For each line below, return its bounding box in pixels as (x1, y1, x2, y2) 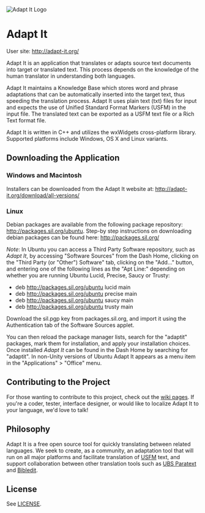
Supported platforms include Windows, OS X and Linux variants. (6, 135, 168, 142)
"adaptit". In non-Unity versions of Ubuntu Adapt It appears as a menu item (6, 353, 196, 360)
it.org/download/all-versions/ (6, 192, 80, 199)
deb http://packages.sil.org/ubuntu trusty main (15, 303, 133, 310)
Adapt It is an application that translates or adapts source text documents (6, 59, 192, 67)
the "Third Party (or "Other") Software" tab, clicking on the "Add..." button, (6, 258, 194, 266)
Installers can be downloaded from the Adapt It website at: (6, 185, 154, 192)
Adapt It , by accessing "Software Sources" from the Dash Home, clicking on (6, 252, 199, 260)
